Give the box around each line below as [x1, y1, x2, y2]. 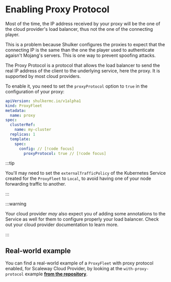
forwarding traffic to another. [5, 181, 67, 187]
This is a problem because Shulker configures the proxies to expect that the [5, 41, 165, 47]
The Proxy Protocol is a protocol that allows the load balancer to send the [5, 62, 160, 68]
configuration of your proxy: [5, 88, 65, 94]
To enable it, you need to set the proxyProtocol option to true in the [5, 83, 148, 89]
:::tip [5, 160, 15, 166]
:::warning [5, 201, 27, 207]
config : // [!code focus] [18, 146, 74, 151]
